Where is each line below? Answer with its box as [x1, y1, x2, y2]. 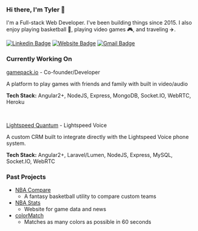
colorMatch [14, 212, 44, 219]
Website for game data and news [24, 205, 107, 212]
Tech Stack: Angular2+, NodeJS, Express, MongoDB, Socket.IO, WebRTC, [6, 91, 191, 99]
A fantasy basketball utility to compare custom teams [24, 192, 157, 200]
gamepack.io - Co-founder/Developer [6, 69, 101, 76]
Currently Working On [6, 55, 72, 63]
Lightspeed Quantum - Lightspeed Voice [6, 122, 107, 129]
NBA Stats [14, 199, 41, 206]
